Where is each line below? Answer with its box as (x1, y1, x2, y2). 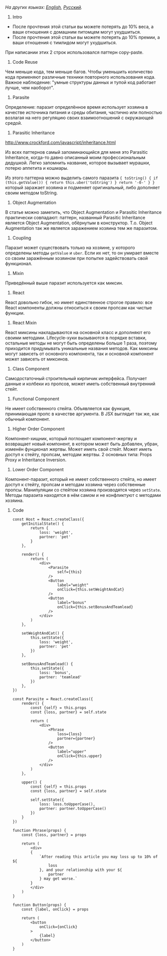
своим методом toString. (5, 190, 58, 196)
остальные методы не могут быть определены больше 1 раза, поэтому (5, 340, 157, 346)
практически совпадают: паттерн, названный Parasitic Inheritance (5, 215, 146, 220)
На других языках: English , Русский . (5, 5, 83, 10)
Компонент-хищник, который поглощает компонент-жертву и (5, 436, 137, 441)
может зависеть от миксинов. (5, 356, 69, 362)
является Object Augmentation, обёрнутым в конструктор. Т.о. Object (5, 220, 153, 226)
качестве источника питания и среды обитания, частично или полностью (5, 110, 163, 115)
